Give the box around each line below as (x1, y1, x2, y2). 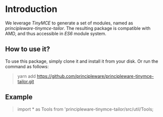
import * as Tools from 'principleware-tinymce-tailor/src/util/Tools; (17, 106, 154, 112)
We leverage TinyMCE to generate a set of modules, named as (5, 20, 133, 26)
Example (5, 93, 33, 102)
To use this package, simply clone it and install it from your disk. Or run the (5, 58, 159, 64)
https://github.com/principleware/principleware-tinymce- (37, 73, 154, 79)
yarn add (17, 73, 36, 79)
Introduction (5, 3, 58, 15)
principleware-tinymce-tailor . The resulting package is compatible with (5, 25, 151, 31)
